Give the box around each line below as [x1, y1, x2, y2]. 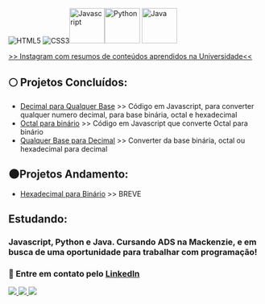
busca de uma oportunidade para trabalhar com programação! [8, 246, 258, 257]
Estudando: [8, 212, 68, 226]
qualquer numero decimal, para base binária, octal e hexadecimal [19, 110, 238, 119]
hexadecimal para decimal [19, 144, 108, 153]
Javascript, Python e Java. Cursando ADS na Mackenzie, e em [8, 236, 257, 248]
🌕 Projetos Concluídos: [8, 76, 128, 90]
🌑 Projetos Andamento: [8, 168, 129, 181]
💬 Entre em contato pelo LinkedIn [8, 268, 140, 279]
